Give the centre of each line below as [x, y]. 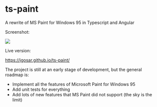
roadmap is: [17, 75]
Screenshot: [17, 32]
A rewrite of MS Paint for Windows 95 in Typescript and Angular [70, 22]
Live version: [18, 50]
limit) [17, 100]
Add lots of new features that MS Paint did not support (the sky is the [82, 94]
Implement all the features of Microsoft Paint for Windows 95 [74, 84]
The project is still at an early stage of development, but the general [74, 69]
